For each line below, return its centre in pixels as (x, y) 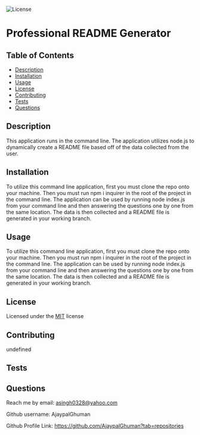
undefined (19, 350)
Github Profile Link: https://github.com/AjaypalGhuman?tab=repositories (95, 426)
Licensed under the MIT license (45, 316)
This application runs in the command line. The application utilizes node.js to (100, 141)
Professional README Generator (89, 33)
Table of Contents (40, 55)
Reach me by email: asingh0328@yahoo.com (62, 403)
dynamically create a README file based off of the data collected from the (98, 147)
